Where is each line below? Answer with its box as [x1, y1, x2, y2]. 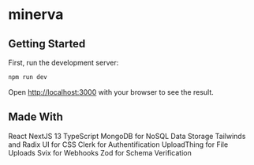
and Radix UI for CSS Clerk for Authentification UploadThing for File [8, 140, 229, 149]
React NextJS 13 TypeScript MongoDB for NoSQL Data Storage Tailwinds [8, 131, 246, 141]
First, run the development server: [8, 58, 119, 67]
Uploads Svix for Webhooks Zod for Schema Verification [8, 148, 192, 157]
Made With [8, 111, 63, 124]
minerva [8, 6, 64, 24]
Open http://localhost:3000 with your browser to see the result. [8, 87, 215, 96]
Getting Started [8, 37, 86, 51]
